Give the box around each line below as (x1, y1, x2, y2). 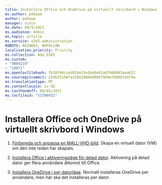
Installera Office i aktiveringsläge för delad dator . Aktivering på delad (12, 155, 149, 161)
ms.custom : (5, 57, 27, 62)
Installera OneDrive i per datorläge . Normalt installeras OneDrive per (12, 169, 149, 175)
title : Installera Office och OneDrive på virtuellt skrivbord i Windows (5, 7, 158, 12)
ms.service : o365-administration (5, 39, 73, 44)
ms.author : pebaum (5, 12, 42, 17)
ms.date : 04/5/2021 (5, 25, 45, 30)
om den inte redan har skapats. (12, 145, 75, 151)
